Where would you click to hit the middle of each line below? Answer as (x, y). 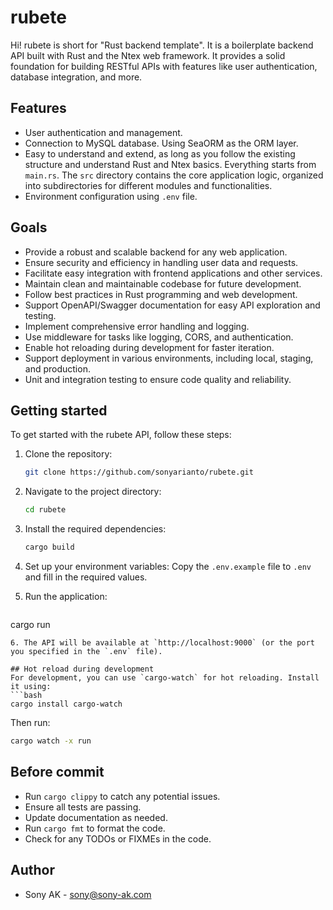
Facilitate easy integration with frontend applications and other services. (173, 273)
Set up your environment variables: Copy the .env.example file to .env (168, 566)
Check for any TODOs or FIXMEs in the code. (118, 838)
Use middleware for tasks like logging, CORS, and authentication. (159, 337)
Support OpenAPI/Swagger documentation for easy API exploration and (172, 305)
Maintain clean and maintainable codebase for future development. (163, 283)
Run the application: (66, 596)
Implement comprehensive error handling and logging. (137, 326)
